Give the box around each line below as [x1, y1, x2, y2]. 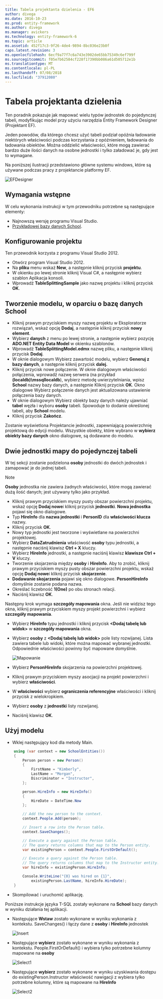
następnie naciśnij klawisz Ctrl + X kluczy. [12, 545, 97, 551]
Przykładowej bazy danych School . [12, 223, 82, 229]
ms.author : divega [5, 25, 42, 30]
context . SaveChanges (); [22, 829, 70, 834]
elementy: [5, 209, 25, 214]
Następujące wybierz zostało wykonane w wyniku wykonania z [12, 940, 139, 945]
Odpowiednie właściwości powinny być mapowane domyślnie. [12, 645, 137, 651]
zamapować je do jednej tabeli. [5, 465, 67, 471]
